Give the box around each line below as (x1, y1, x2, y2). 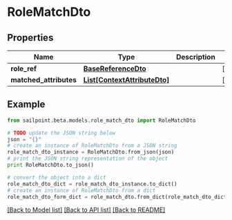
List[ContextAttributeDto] (83, 75, 170, 84)
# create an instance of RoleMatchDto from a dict (7, 187, 156, 194)
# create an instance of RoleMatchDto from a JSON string (7, 143, 177, 149)
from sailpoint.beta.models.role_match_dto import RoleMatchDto (7, 117, 196, 124)
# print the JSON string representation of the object (7, 155, 168, 163)
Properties (7, 32, 54, 44)
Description (175, 53, 215, 62)
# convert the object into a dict (7, 174, 107, 181)
